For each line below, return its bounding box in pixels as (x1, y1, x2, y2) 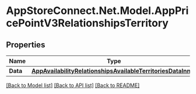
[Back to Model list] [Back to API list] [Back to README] (6, 82, 140, 89)
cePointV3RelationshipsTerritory (6, 16, 169, 30)
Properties (6, 40, 45, 50)
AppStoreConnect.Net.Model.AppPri (6, 4, 189, 18)
